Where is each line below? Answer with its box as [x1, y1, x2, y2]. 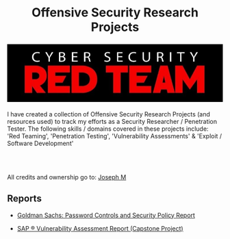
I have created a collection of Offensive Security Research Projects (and [7, 110, 211, 118]
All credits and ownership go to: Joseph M [7, 173, 127, 181]
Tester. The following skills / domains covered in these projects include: [7, 125, 209, 133]
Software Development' [7, 139, 74, 147]
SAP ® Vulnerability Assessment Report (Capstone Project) [16, 224, 183, 232]
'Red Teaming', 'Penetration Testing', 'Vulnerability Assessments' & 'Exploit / [7, 131, 222, 140]
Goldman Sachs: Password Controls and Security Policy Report [16, 211, 195, 219]
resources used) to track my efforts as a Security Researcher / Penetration [7, 117, 218, 125]
